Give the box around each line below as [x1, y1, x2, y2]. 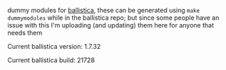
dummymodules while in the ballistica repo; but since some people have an [7, 13, 220, 22]
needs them [7, 28, 43, 37]
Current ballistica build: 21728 [7, 56, 95, 64]
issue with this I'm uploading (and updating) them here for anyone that [7, 21, 214, 29]
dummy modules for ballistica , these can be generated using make [7, 6, 200, 14]
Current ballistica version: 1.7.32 [7, 42, 101, 50]
